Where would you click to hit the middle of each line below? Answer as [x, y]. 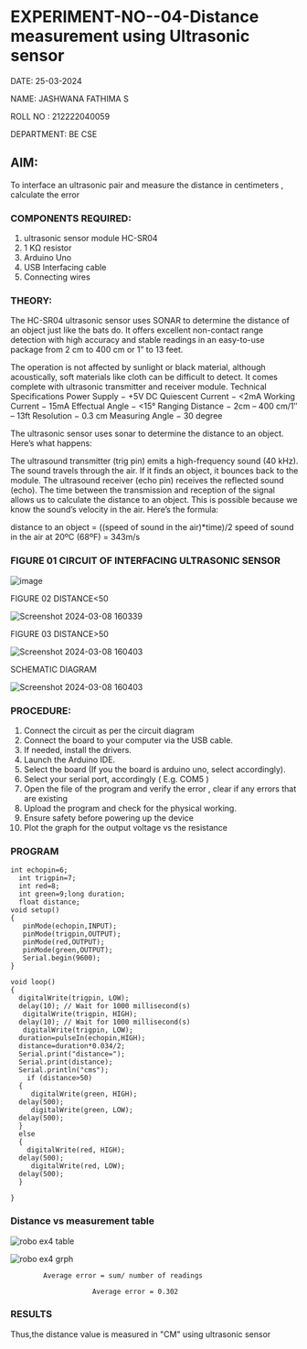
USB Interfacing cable [65, 268]
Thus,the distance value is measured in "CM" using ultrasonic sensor [141, 1334]
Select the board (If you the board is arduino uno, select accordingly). [154, 769]
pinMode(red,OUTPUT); [64, 942]
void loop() [33, 983]
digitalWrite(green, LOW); [82, 1110]
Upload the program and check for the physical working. [130, 808]
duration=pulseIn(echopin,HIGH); [82, 1038]
